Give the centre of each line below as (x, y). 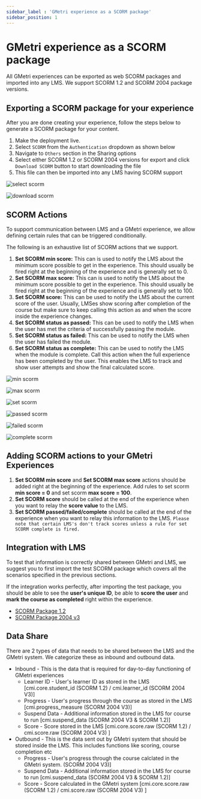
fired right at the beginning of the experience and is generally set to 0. (101, 272)
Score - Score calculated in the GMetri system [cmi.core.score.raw (106, 783)
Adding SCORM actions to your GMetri (79, 456)
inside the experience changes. (54, 317)
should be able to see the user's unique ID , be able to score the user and (97, 593)
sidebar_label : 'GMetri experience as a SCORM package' (79, 12)
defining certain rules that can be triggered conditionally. (76, 235)
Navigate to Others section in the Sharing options (76, 153)
